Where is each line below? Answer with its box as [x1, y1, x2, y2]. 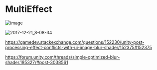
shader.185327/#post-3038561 [5, 59, 68, 65]
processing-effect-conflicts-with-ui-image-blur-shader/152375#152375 [5, 44, 152, 50]
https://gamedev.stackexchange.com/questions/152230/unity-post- [5, 39, 145, 45]
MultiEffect [5, 3, 52, 15]
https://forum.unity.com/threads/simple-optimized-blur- [5, 54, 120, 60]
